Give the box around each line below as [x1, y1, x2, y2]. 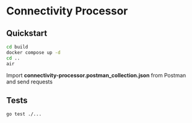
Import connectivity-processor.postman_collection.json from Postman [6, 71, 186, 79]
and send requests [6, 78, 53, 85]
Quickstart [6, 28, 48, 38]
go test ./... [6, 111, 42, 118]
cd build [6, 44, 28, 50]
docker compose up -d [6, 49, 61, 55]
